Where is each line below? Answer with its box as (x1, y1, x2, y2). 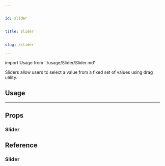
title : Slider (5, 29, 34, 34)
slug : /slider (5, 42, 34, 47)
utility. (5, 75, 18, 81)
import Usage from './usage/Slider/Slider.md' (5, 60, 96, 66)
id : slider (5, 16, 27, 21)
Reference (5, 141, 38, 149)
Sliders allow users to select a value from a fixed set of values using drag (5, 69, 153, 75)
